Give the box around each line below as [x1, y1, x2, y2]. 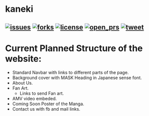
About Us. [12, 80, 33, 86]
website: [5, 53, 42, 64]
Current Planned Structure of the [5, 43, 143, 54]
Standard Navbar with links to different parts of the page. [12, 69, 129, 75]
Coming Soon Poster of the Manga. [12, 101, 85, 107]
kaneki [5, 3, 34, 15]
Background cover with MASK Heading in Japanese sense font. [12, 75, 142, 81]
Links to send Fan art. [19, 90, 64, 96]
